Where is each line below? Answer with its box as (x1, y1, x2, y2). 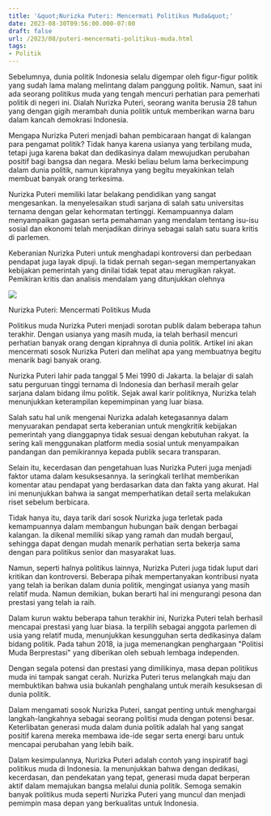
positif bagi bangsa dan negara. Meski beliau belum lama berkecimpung (8, 157, 249, 166)
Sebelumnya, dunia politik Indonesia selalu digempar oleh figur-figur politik (8, 72, 259, 81)
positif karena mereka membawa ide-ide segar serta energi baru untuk (8, 731, 244, 741)
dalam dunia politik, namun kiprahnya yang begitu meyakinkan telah (8, 165, 235, 174)
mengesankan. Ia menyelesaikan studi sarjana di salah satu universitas (8, 198, 244, 208)
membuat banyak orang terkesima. (8, 174, 125, 183)
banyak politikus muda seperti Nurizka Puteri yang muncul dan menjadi (8, 790, 246, 799)
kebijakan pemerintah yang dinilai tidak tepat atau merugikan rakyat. (8, 265, 236, 275)
